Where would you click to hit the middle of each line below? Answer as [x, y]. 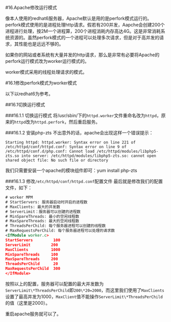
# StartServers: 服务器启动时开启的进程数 [46, 202]
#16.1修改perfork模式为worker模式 [41, 83]
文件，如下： [19, 188]
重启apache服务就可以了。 [33, 314]
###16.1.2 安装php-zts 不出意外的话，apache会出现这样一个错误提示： [79, 133]
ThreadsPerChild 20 [32, 264]
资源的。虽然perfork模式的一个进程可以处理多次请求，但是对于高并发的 [84, 38]
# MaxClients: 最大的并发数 [33, 207]
